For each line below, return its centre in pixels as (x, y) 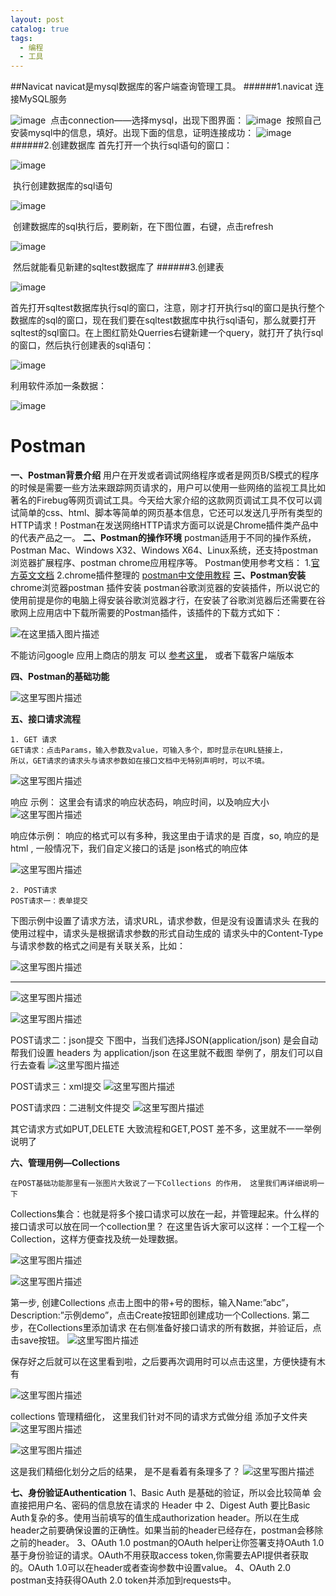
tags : (21, 38)
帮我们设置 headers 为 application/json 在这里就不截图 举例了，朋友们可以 (162, 1053)
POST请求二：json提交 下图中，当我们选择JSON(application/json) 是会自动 (164, 1040)
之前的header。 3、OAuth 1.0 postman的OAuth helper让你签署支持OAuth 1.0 (167, 1543)
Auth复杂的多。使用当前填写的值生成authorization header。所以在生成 (155, 1518)
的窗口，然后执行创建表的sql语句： (82, 345)
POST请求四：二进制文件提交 (70, 1108)
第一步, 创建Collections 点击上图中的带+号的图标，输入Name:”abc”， (152, 1303)
